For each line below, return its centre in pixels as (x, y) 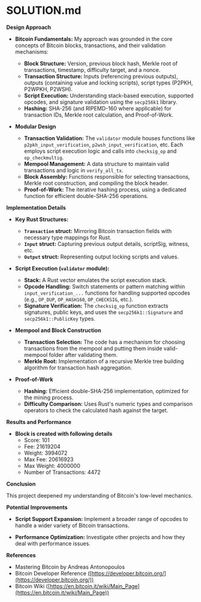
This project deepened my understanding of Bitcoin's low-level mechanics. (100, 495)
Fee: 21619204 (42, 446)
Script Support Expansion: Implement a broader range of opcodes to (101, 519)
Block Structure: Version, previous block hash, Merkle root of (101, 63)
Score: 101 (37, 440)
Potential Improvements (37, 507)
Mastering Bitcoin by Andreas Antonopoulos (70, 567)
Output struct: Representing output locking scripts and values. (101, 257)
